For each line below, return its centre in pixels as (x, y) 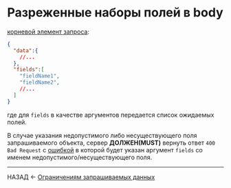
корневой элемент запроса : (48, 32)
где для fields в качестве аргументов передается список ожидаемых (111, 115)
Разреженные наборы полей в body (115, 13)
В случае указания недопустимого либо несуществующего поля (102, 135)
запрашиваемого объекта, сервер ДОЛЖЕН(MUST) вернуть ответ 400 (111, 143)
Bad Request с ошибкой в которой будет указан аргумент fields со (105, 150)
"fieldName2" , (40, 83)
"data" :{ (26, 50)
